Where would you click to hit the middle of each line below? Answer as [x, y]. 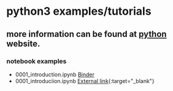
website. [23, 43]
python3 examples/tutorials [79, 11]
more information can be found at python [87, 34]
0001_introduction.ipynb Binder [55, 74]
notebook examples [37, 61]
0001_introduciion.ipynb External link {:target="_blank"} [85, 81]
